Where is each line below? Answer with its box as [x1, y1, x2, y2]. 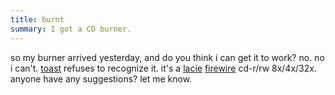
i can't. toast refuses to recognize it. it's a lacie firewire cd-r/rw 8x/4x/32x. [10, 62, 317, 74]
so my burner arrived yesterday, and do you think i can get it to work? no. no [10, 51, 325, 63]
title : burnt [10, 14, 65, 25]
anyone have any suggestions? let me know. [10, 72, 193, 85]
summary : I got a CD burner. [10, 24, 132, 34]
